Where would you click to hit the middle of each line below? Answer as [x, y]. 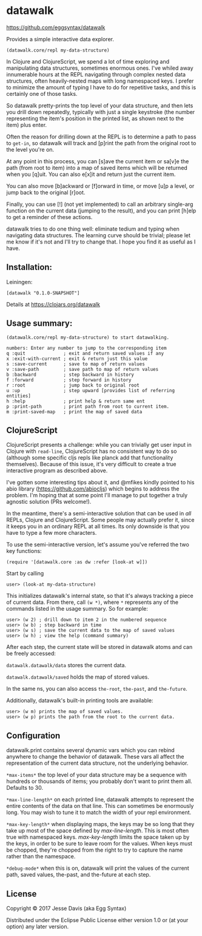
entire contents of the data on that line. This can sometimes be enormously [100, 806]
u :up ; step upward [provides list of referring [90, 390]
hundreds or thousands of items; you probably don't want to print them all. [99, 781]
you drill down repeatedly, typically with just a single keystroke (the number [101, 112]
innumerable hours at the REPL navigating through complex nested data [96, 74]
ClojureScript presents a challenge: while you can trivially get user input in [99, 445]
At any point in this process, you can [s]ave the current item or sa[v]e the [98, 161]
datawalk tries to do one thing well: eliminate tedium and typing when [93, 229]
